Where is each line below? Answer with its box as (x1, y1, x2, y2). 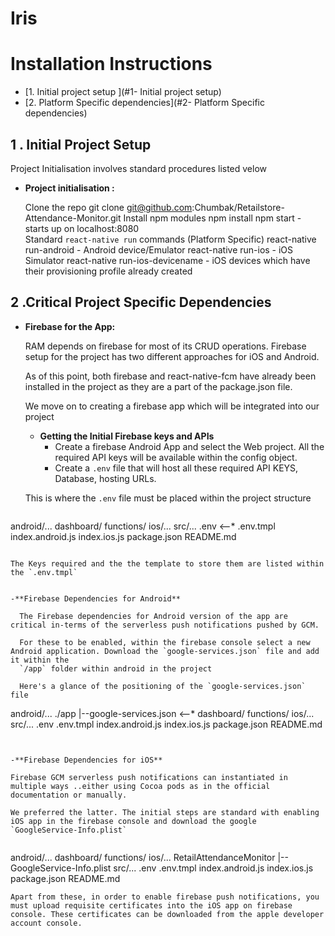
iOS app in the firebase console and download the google (10, 816, 257, 826)
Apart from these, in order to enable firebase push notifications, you (10, 892, 320, 902)
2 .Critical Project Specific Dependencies (10, 294, 272, 311)
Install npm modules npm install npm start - (123, 212, 302, 224)
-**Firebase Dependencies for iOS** (10, 755, 163, 765)
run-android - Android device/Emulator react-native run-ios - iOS (24, 243, 294, 256)
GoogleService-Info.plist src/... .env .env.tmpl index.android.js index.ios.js (10, 862, 314, 874)
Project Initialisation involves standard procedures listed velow (10, 162, 268, 174)
